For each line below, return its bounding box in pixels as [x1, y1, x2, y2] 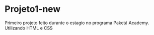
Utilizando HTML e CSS [4, 25, 53, 31]
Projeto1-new [4, 3, 61, 15]
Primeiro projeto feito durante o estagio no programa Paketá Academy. [4, 20, 150, 26]
